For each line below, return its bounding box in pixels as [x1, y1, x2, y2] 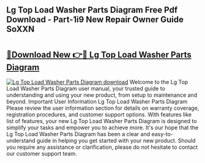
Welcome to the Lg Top [129, 78, 188, 85]
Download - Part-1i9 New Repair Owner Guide [6, 15, 184, 25]
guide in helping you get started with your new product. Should [36, 137, 196, 144]
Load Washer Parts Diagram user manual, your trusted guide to [6, 85, 165, 92]
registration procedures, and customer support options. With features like [6, 111, 192, 118]
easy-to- [151, 131, 173, 137]
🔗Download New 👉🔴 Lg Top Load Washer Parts [6, 49, 192, 60]
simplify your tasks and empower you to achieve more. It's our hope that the [6, 124, 199, 131]
